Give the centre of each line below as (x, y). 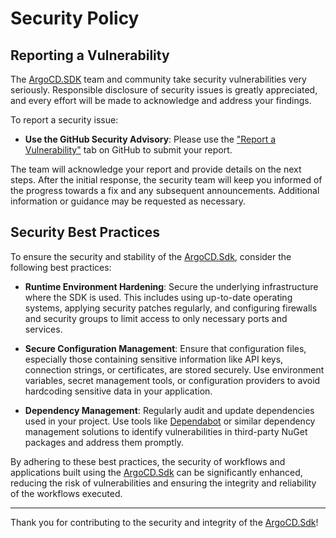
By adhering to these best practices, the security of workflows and (148, 461)
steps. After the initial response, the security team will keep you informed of (166, 180)
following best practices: (61, 267)
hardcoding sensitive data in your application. (118, 391)
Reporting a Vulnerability (90, 55)
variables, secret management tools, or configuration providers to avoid (172, 380)
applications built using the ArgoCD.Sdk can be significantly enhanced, (156, 472)
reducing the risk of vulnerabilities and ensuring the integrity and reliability (163, 483)
